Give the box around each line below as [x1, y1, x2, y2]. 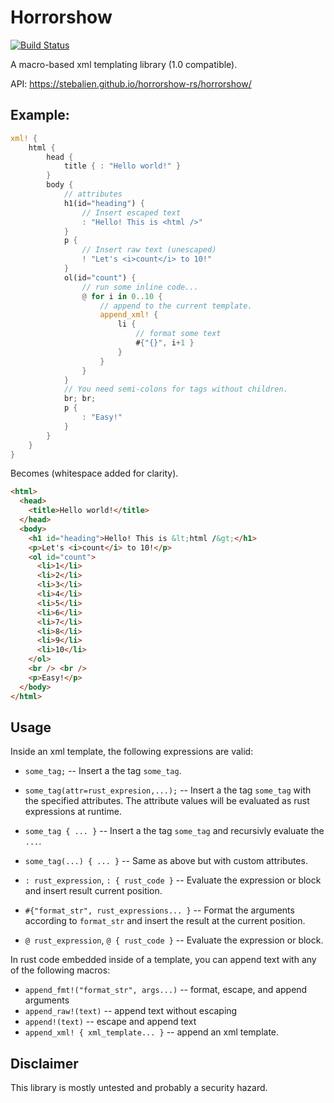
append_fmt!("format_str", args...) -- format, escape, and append [24, 984, 308, 996]
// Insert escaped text [81, 207, 182, 218]
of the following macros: [10, 964, 111, 976]
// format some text [135, 329, 222, 339]
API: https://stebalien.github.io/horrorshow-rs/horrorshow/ [10, 77, 252, 90]
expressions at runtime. [24, 806, 122, 818]
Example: [10, 107, 70, 124]
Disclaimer [10, 1055, 79, 1072]
